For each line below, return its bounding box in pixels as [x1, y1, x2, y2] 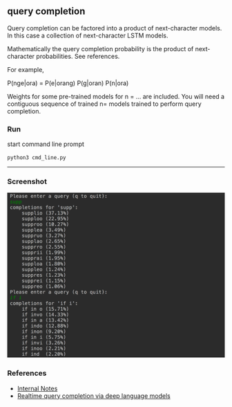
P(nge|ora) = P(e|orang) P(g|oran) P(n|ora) [7, 79, 129, 87]
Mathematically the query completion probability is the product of [7, 44, 194, 53]
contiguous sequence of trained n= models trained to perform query [7, 100, 202, 108]
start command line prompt [7, 140, 85, 148]
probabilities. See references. [36, 52, 120, 60]
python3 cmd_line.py [7, 154, 67, 161]
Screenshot [7, 177, 47, 186]
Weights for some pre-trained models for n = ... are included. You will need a [7, 92, 225, 100]
